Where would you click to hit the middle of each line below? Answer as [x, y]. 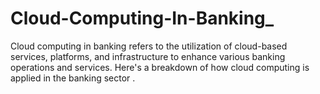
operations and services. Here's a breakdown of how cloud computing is [160, 67]
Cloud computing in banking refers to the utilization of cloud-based [149, 46]
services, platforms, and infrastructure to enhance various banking [148, 56]
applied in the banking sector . [73, 78]
